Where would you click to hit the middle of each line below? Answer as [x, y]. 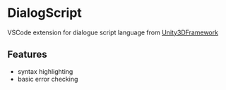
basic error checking [48, 79]
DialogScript [45, 13]
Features [27, 54]
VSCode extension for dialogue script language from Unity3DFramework [113, 32]
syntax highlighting [45, 71]
